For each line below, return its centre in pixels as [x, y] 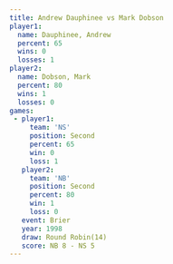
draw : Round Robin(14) [64, 237]
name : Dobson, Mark [54, 77]
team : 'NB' [50, 178]
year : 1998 [42, 229]
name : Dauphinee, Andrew [64, 34]
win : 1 [42, 204]
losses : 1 [36, 60]
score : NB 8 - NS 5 [58, 246]
